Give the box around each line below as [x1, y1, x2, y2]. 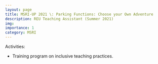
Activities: [5, 44, 26, 49]
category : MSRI [5, 30, 37, 35]
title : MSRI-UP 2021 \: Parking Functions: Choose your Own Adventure [5, 12, 154, 17]
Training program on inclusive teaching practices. [12, 53, 114, 59]
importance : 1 [5, 26, 35, 31]
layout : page [5, 7, 32, 12]
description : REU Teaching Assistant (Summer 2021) [5, 16, 114, 21]
